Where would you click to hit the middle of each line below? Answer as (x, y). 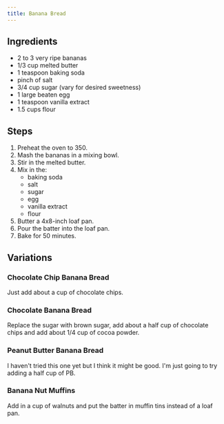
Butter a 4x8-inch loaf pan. (55, 221)
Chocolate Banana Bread (49, 310)
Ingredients (32, 42)
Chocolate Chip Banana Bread (58, 277)
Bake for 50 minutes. (47, 236)
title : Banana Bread (37, 13)
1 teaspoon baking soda (51, 73)
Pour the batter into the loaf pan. (63, 229)
